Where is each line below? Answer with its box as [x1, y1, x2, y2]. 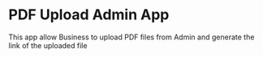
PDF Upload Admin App [8, 6, 170, 24]
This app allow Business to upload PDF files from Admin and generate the [8, 32, 255, 42]
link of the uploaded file [8, 40, 88, 50]
